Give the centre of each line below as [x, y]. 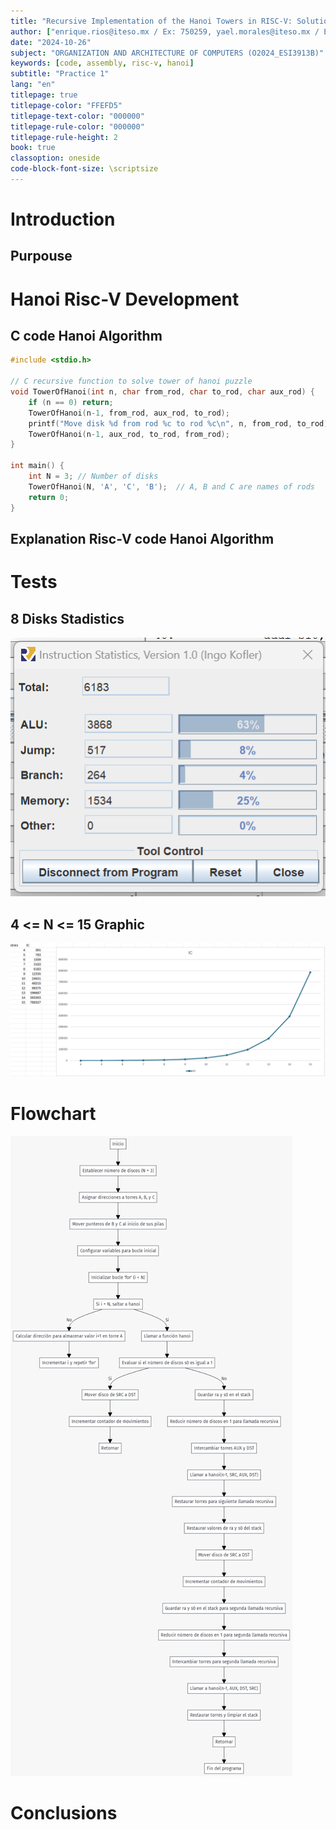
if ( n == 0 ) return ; [71, 402]
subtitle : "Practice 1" [60, 74]
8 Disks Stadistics [67, 618]
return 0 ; [49, 497]
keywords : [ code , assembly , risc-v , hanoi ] [102, 63]
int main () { [37, 466]
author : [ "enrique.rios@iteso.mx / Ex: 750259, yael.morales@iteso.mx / [165, 31]
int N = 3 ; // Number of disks [93, 476]
